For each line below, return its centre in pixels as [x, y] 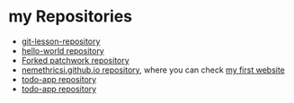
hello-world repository [62, 50]
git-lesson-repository [61, 41]
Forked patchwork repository [75, 60]
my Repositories [71, 17]
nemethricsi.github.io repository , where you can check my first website [153, 70]
